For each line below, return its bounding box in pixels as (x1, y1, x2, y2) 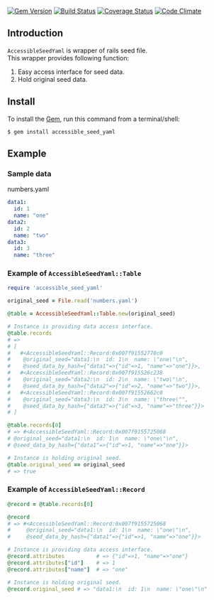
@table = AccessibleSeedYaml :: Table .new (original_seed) (7, 310, 176, 318)
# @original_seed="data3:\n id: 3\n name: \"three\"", (7, 395, 189, 403)
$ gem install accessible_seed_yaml (7, 128, 116, 135)
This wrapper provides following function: (7, 53, 130, 62)
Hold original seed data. (17, 75, 88, 83)
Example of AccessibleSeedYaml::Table (7, 269, 142, 279)
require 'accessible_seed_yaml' (7, 284, 103, 291)
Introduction (7, 27, 64, 39)
